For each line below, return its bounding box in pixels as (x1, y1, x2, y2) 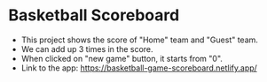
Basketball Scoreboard (8, 5, 180, 26)
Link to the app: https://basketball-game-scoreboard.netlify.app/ (20, 63, 258, 73)
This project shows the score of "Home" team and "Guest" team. (20, 34, 259, 45)
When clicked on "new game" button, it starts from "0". (20, 53, 224, 63)
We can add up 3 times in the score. (20, 43, 153, 54)
